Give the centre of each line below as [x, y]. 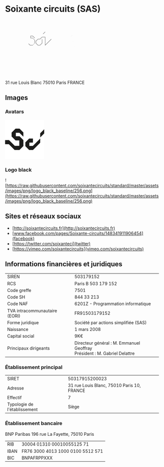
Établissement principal [34, 367]
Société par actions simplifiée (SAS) [111, 322]
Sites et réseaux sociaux [43, 216]
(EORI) [14, 316]
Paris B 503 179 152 [96, 283]
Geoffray [83, 348]
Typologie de [20, 404]
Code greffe [19, 290]
